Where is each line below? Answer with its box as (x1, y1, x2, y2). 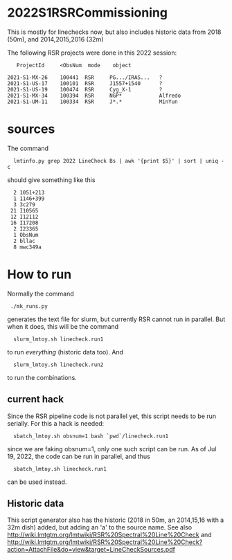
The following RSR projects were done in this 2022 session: (7, 48, 177, 57)
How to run (7, 267, 72, 282)
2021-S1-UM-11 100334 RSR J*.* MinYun (7, 98, 178, 105)
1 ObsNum (13, 231, 39, 238)
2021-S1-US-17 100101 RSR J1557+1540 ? (7, 80, 163, 87)
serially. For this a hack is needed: (7, 419, 105, 427)
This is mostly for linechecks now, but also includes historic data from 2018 (7, 28, 222, 36)
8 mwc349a (13, 244, 42, 251)
